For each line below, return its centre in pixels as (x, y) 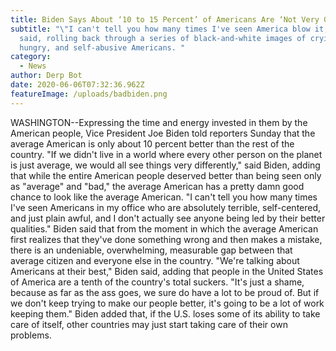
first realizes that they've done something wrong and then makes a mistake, (166, 239)
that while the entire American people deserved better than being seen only (166, 175)
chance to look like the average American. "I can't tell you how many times (164, 197)
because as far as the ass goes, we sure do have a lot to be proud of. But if (165, 292)
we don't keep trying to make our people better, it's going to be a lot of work (167, 303)
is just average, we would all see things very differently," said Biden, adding (165, 165)
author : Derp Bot (46, 76)
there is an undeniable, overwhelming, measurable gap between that (151, 250)
